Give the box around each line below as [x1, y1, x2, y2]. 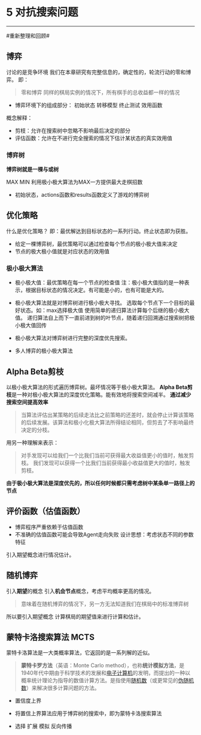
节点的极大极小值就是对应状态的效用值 [14, 247, 109, 255]
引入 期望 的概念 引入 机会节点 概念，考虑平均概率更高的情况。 [6, 587, 154, 595]
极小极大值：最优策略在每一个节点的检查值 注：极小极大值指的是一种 [14, 279, 184, 286]
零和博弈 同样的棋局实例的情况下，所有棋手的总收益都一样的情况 [20, 88, 180, 96]
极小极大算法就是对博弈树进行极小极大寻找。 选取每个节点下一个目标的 [14, 299, 190, 307]
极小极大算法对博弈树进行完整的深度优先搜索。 [14, 334, 130, 342]
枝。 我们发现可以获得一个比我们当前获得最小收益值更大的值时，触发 [20, 459, 190, 466]
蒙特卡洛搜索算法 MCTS [6, 632, 95, 642]
